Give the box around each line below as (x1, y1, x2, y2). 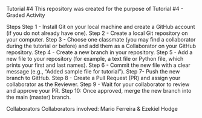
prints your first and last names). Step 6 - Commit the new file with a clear (6, 61, 191, 69)
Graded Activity (6, 11, 45, 19)
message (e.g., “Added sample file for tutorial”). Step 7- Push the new (6, 68, 180, 75)
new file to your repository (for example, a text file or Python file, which (6, 55, 184, 62)
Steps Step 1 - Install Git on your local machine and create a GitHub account (6, 23, 195, 30)
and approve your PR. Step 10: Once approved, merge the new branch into (6, 87, 192, 94)
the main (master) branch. (6, 93, 71, 101)
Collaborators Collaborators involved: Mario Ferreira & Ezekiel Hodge (6, 105, 178, 112)
